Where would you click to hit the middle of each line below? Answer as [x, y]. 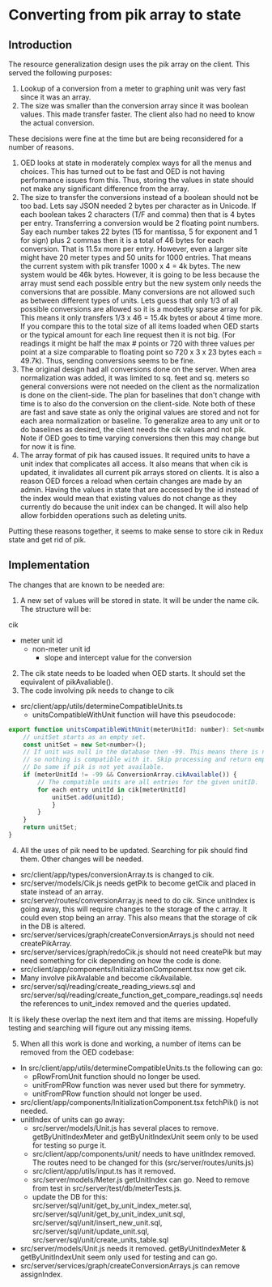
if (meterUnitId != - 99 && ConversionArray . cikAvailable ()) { [130, 775]
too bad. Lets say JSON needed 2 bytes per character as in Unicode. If [138, 206]
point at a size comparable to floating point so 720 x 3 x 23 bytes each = [141, 352]
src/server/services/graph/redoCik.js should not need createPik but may [141, 952]
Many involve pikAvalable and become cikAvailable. [106, 978]
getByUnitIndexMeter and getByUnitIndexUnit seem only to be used [145, 1136]
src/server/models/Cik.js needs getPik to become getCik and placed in [138, 883]
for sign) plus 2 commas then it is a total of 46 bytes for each [122, 240]
